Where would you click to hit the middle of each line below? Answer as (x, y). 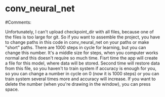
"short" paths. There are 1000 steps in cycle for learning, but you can (76, 47)
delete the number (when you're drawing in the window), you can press (78, 84)
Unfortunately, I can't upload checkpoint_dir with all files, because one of (80, 32)
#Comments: (18, 22)
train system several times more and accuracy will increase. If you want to (81, 79)
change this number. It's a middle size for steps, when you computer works (82, 53)
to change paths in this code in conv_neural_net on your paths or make (77, 42)
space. (12, 89)
